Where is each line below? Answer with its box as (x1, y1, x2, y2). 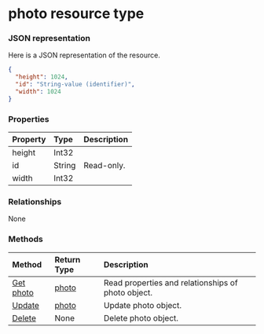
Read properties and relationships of (103, 277, 238, 288)
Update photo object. (103, 299, 182, 310)
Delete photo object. (103, 312, 179, 323)
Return (54, 254, 81, 265)
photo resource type (8, 5, 145, 23)
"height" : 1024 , (15, 73, 68, 81)
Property (12, 134, 46, 145)
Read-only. (83, 160, 126, 171)
